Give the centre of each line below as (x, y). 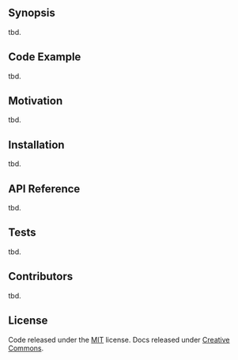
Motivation (36, 101)
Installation (36, 144)
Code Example (45, 57)
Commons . (26, 348)
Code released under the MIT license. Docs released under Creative (119, 339)
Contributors (41, 277)
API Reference (44, 189)
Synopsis (32, 13)
